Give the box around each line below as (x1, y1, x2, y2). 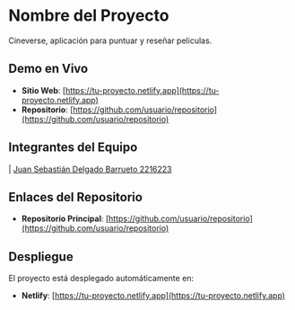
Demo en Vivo (8, 61, 89, 76)
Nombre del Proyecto (8, 5, 169, 26)
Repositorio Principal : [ (21, 213, 109, 225)
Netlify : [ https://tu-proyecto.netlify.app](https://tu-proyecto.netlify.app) (21, 290, 286, 301)
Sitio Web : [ (21, 84, 66, 95)
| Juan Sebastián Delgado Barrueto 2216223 (8, 164, 172, 174)
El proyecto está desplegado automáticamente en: (8, 273, 195, 284)
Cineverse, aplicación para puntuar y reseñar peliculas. (8, 35, 213, 46)
